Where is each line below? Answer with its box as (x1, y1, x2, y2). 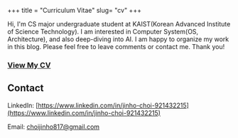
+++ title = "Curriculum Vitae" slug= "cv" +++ (7, 6, 142, 14)
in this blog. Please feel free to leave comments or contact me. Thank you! (7, 43, 225, 51)
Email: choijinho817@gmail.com (7, 122, 100, 131)
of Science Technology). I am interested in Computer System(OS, (7, 28, 199, 36)
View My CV (7, 60, 51, 70)
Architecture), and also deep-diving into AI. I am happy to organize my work (7, 35, 229, 43)
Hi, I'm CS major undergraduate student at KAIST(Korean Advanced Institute (7, 20, 231, 28)
